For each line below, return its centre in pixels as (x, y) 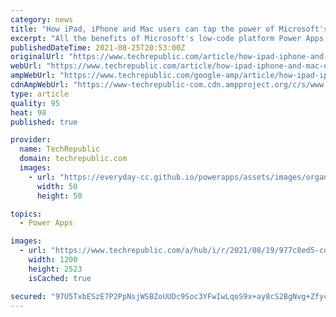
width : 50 (57, 186)
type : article (40, 94)
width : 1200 (53, 260)
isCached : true (60, 278)
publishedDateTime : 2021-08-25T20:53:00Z (98, 47)
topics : (26, 214)
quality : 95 (35, 103)
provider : (31, 140)
